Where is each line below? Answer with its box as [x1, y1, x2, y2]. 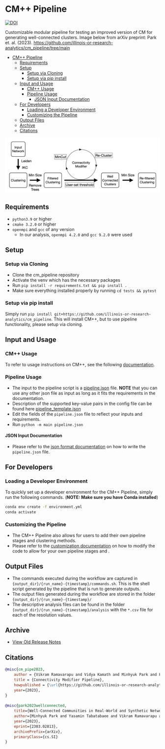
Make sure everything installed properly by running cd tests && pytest [12, 288, 157, 293]
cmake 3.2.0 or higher [12, 221, 56, 227]
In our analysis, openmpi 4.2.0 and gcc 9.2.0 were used [19, 231, 133, 237]
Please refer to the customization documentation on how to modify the [12, 543, 156, 548]
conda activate [5, 510, 36, 515]
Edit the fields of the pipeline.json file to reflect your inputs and [12, 411, 142, 417]
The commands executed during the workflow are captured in [12, 575, 137, 581]
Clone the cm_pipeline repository [12, 272, 80, 278]
